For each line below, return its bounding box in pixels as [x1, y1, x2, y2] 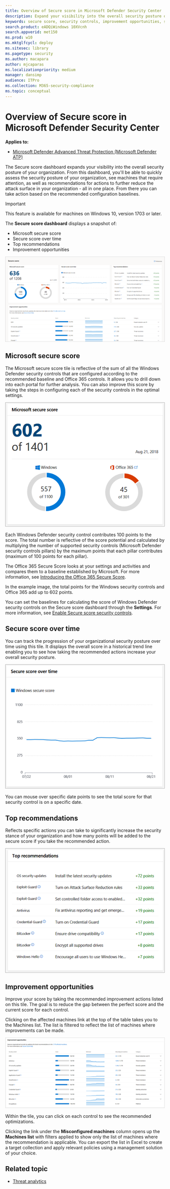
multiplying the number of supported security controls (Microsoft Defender [5, 542, 161, 548]
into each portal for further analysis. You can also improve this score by [5, 381, 154, 387]
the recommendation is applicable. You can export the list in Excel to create [5, 1139, 162, 1145]
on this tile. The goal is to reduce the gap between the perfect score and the [5, 1002, 164, 1008]
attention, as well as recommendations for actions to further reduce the [5, 180, 154, 186]
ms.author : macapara [5, 56, 49, 61]
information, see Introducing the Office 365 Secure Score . [5, 574, 126, 580]
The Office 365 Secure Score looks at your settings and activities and [5, 563, 150, 569]
